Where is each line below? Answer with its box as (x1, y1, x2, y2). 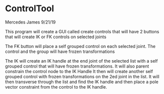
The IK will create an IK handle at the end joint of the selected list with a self (5, 58, 158, 64)
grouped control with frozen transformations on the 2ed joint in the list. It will (5, 73, 160, 79)
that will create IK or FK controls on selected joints (5, 34, 107, 40)
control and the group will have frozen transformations (5, 48, 115, 54)
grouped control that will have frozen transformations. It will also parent (5, 63, 149, 69)
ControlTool (5, 3, 54, 14)
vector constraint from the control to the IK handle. (5, 84, 107, 90)
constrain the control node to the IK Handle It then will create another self (5, 68, 153, 74)
